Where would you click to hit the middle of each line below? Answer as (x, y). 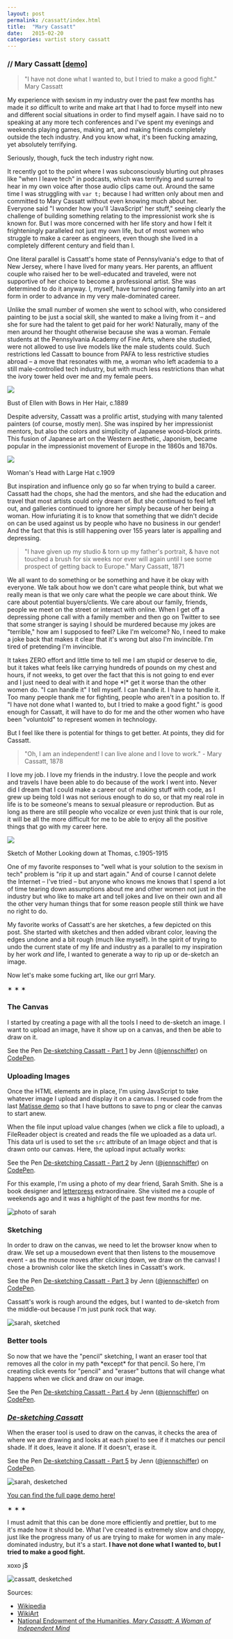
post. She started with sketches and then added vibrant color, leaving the (112, 932)
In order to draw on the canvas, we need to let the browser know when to (112, 1245)
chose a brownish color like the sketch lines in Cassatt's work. (96, 1267)
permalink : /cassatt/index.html (54, 20)
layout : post (26, 14)
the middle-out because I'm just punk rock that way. (82, 1309)
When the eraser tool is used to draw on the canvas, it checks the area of (112, 1432)
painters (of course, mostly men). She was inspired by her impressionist (110, 424)
